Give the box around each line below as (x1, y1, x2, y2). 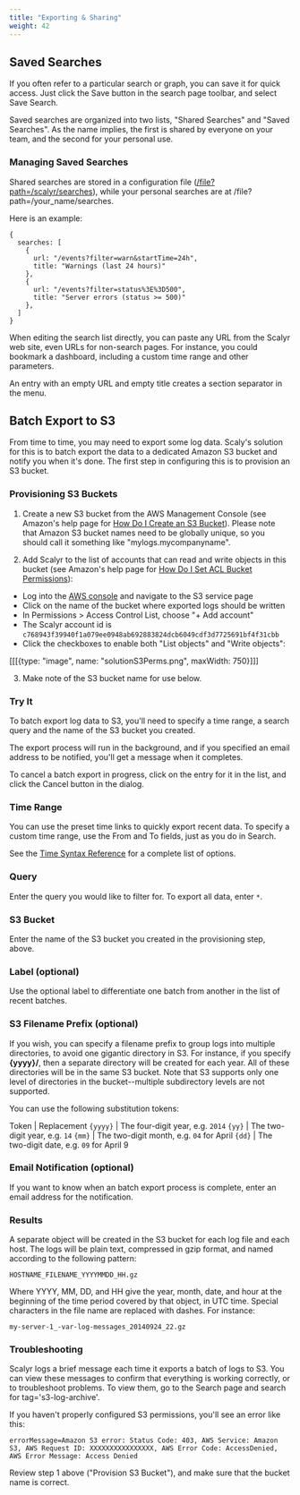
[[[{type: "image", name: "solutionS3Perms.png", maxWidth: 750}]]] (9, 655, 260, 666)
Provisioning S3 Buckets (9, 488, 118, 500)
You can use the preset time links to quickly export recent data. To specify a (9, 821, 290, 833)
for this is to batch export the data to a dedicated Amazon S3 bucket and (9, 447, 278, 457)
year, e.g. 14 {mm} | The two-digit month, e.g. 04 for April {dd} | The (27, 1130, 273, 1140)
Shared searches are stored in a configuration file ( (9, 176, 197, 187)
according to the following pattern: (9, 1253, 137, 1264)
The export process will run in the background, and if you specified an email (9, 742, 290, 753)
